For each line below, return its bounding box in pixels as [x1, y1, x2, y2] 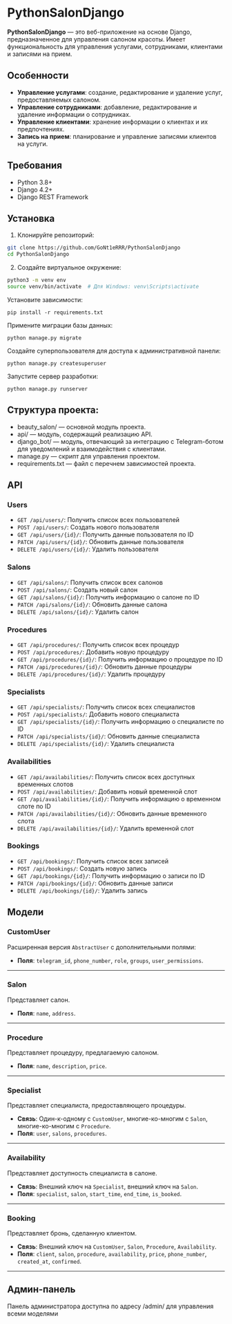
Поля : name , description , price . [17, 1062, 107, 1070]
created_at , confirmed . [17, 1257, 81, 1266]
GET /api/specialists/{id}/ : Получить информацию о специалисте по [17, 718, 224, 726]
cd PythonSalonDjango [7, 251, 70, 258]
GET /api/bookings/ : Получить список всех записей [17, 857, 169, 865]
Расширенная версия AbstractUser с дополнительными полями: [7, 942, 197, 951]
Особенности [7, 70, 69, 82]
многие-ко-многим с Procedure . [17, 1122, 111, 1130]
